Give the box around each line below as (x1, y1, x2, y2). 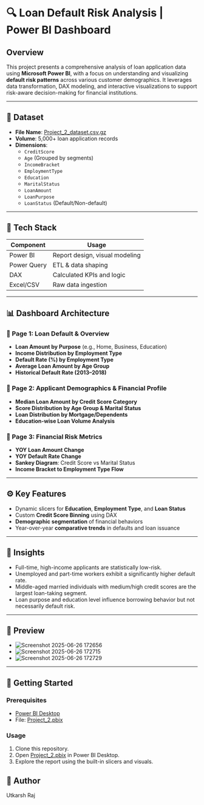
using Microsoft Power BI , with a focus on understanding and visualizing (6, 70, 188, 77)
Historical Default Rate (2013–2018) (15, 369, 107, 376)
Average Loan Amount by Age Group (15, 363, 110, 370)
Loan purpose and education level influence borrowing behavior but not (15, 596, 195, 603)
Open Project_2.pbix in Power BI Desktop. (15, 752, 120, 759)
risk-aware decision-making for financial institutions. (6, 89, 138, 96)
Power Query (9, 260, 47, 269)
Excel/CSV (9, 280, 40, 289)
